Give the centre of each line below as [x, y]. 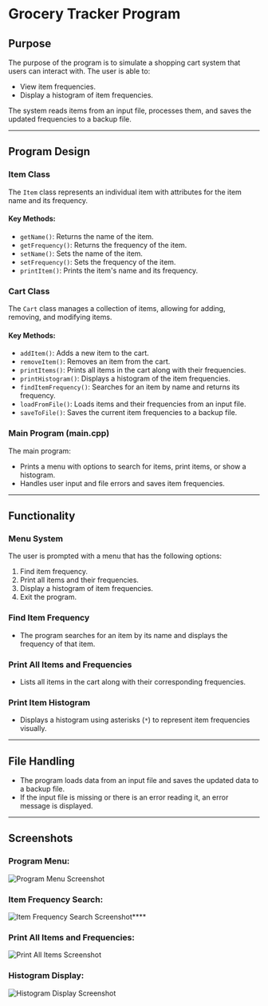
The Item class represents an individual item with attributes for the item [125, 192]
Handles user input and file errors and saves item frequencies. [122, 483]
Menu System [36, 539]
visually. [33, 729]
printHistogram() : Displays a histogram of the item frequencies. [125, 379]
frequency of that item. [57, 644]
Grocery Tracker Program [95, 14]
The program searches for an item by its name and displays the [124, 635]
